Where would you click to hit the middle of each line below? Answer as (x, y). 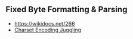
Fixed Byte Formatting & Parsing (66, 10)
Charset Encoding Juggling (48, 30)
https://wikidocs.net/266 (44, 23)
